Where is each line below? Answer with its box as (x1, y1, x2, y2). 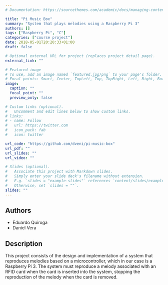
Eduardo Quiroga (12, 219, 48, 226)
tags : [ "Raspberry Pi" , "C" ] (5, 31, 66, 36)
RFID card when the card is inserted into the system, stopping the (5, 269, 140, 275)
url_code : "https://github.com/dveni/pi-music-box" (5, 141, 115, 146)
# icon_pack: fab (5, 127, 46, 133)
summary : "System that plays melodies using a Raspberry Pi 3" (5, 21, 140, 26)
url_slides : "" (5, 151, 37, 156)
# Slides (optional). (5, 164, 50, 170)
